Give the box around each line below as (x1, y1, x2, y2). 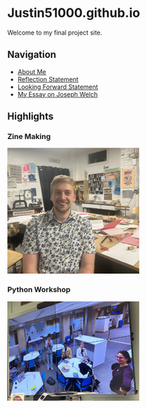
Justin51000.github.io (7, 5, 141, 21)
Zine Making (7, 132, 51, 142)
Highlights (7, 111, 54, 123)
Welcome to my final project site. (7, 28, 103, 37)
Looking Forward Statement (17, 83, 98, 91)
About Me (17, 67, 47, 76)
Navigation (7, 49, 56, 61)
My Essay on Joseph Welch (17, 90, 98, 98)
